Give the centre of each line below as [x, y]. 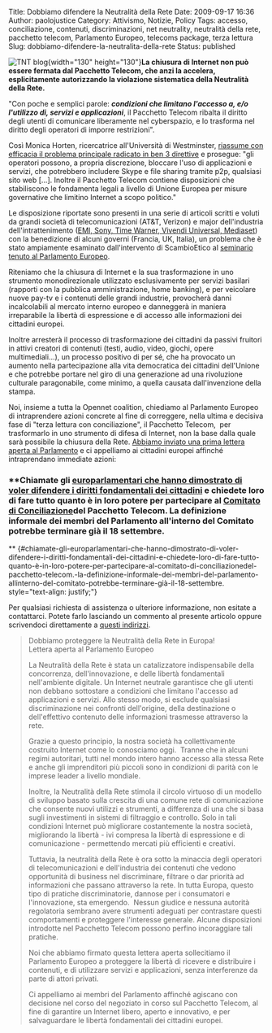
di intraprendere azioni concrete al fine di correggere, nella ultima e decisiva [136, 416]
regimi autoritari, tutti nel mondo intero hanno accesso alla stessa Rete [146, 759]
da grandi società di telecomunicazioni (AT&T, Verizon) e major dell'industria [136, 222]
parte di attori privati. [63, 979]
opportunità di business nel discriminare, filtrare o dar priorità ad [136, 877]
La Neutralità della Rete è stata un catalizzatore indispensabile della [141, 665]
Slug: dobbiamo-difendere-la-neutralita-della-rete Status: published [122, 46]
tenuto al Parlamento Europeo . [59, 256]
